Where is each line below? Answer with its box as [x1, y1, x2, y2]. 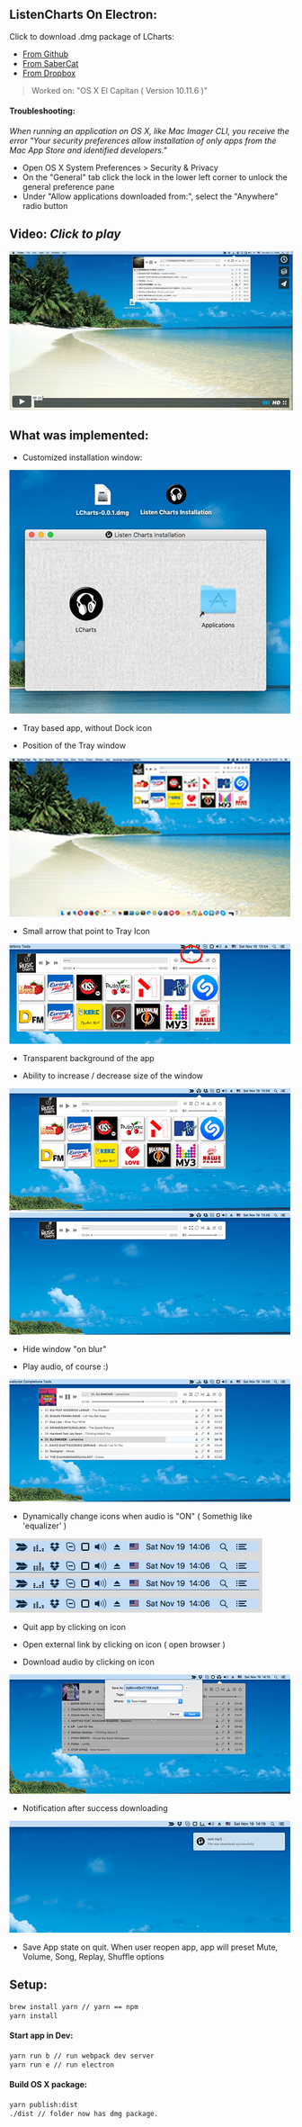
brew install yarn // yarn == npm [9, 2002, 139, 2011]
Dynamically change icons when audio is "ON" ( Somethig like [22, 1510, 253, 1521]
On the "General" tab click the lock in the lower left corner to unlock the [22, 172, 288, 183]
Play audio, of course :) [22, 1361, 110, 1372]
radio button [22, 201, 68, 212]
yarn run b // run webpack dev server [9, 2051, 155, 2060]
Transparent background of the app [22, 1052, 155, 1063]
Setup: [9, 1978, 48, 1993]
